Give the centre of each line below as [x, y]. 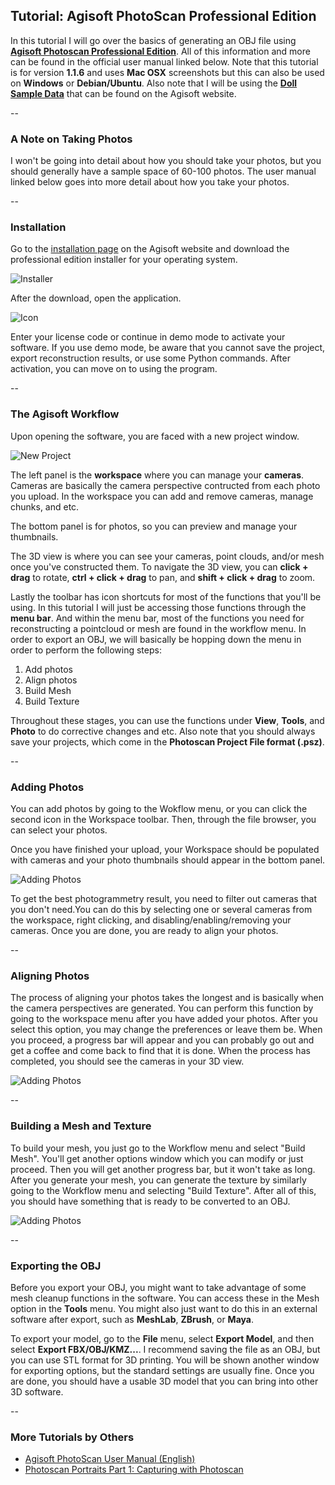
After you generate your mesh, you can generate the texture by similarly [158, 1180]
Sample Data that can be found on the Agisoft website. [123, 93]
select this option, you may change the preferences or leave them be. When [166, 1030]
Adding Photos [47, 787]
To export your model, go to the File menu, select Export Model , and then [162, 1338]
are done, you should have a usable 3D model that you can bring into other [164, 1381]
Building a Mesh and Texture [81, 1126]
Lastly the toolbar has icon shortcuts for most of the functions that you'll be [166, 596]
